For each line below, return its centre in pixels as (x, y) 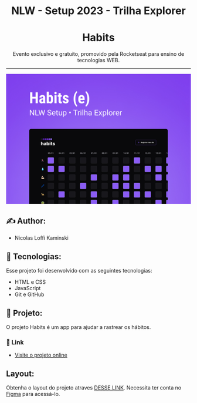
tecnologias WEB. (98, 61)
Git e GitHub (29, 294)
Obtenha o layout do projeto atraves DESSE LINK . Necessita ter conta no (94, 388)
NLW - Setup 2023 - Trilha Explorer (98, 11)
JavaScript (28, 288)
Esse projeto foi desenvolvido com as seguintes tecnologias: (79, 271)
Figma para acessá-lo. (33, 394)
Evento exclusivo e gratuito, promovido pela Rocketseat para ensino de (98, 54)
